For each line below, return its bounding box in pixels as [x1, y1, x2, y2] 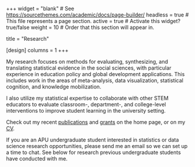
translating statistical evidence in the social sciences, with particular [6, 64, 172, 71]
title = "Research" [6, 35, 49, 42]
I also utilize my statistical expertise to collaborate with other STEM [6, 94, 169, 101]
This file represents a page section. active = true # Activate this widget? [6, 18, 181, 24]
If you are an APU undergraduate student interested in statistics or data [6, 136, 179, 143]
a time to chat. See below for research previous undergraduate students [6, 149, 181, 156]
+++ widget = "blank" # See [6, 5, 75, 12]
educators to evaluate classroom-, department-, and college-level [6, 101, 166, 108]
